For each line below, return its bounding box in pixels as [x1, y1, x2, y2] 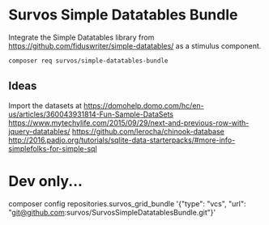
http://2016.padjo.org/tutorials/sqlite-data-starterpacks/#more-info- [8, 135, 236, 145]
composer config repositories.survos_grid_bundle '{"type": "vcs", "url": [8, 198, 246, 208]
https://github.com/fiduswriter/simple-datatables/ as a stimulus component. [8, 40, 262, 50]
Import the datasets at [8, 100, 83, 110]
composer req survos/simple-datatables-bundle [8, 57, 169, 65]
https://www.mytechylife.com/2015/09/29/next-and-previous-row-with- [8, 117, 250, 127]
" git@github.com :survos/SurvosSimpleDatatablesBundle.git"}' [8, 207, 216, 217]
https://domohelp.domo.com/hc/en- [83, 100, 204, 110]
